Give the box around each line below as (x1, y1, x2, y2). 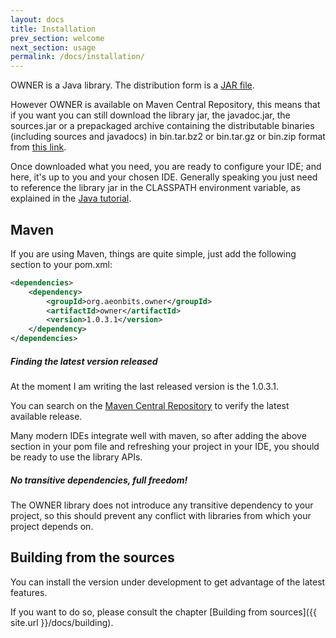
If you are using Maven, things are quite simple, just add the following (10, 247, 297, 260)
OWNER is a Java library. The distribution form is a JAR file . (10, 79, 255, 91)
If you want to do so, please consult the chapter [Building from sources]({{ (10, 606, 317, 618)
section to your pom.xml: (10, 258, 113, 270)
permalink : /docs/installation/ (10, 52, 145, 62)
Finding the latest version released (10, 355, 158, 367)
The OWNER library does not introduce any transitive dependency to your (10, 499, 314, 511)
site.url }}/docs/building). (10, 616, 114, 628)
